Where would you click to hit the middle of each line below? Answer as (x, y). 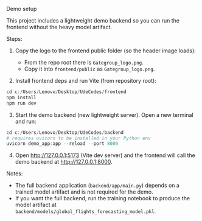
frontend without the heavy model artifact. (59, 27)
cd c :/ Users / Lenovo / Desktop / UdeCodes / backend (65, 132)
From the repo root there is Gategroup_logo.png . (84, 62)
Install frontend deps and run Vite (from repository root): (85, 81)
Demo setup (22, 9)
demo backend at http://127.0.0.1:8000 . (64, 162)
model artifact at (36, 205)
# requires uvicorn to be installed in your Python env (78, 138)
